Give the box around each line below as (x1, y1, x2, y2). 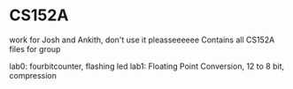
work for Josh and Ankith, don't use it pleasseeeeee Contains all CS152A (9, 34, 275, 45)
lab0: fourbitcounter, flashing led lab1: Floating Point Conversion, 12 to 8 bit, (9, 61, 285, 71)
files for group (9, 43, 61, 54)
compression (9, 70, 58, 80)
